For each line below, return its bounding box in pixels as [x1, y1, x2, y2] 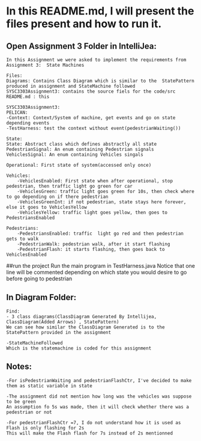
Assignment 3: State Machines [6, 62, 85, 68]
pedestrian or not [6, 409, 52, 415]
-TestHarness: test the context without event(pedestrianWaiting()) [6, 125, 181, 131]
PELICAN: [6, 109, 28, 116]
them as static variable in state [6, 383, 93, 389]
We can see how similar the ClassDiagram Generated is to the [6, 324, 165, 330]
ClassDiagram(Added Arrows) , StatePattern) [6, 319, 119, 325]
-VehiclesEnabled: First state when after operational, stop [17, 178, 173, 184]
